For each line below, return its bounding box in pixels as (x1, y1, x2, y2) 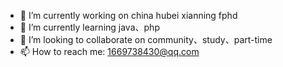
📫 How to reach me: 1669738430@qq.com (19, 46, 200, 57)
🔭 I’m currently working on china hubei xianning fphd (19, 10, 238, 21)
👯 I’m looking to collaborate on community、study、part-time (19, 34, 273, 45)
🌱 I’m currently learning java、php (19, 21, 160, 33)
